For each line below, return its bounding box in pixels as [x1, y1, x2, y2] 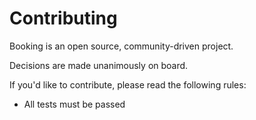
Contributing [9, 7, 118, 30]
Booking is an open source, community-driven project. [9, 40, 234, 52]
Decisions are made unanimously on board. [9, 59, 189, 71]
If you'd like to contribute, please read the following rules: [9, 78, 247, 91]
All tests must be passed [23, 98, 126, 110]
